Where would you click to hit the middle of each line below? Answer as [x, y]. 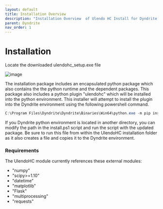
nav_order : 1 [18, 28]
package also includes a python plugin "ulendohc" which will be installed [78, 94]
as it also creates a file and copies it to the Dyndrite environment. [70, 138]
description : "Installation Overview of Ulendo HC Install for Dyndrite [81, 18]
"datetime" [23, 181]
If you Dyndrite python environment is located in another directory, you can [80, 122]
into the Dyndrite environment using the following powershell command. [77, 104]
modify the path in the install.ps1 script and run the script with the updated [79, 128]
